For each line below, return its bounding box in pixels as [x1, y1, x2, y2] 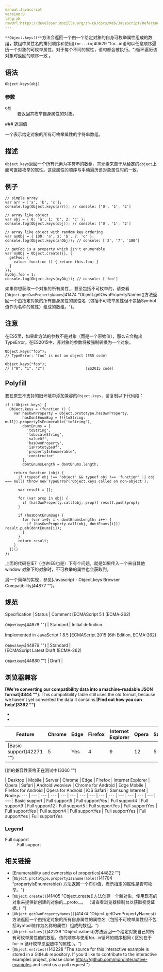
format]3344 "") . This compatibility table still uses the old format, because [5, 692, 156, 698]
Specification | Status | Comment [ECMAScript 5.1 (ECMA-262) [5, 612, 130, 617]
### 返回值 [5, 121, 28, 127]
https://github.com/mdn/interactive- [75, 956, 148, 962]
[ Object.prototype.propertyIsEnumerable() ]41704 [12, 875, 113, 881]
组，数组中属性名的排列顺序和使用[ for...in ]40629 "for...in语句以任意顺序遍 [5, 41, 157, 47]
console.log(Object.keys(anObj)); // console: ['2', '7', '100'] [5, 238, 140, 243]
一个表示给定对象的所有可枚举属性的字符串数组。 [5, 132, 103, 137]
